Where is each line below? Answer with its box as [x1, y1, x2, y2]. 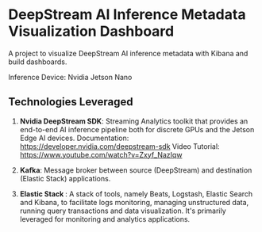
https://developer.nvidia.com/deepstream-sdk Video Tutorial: [19, 141, 220, 151]
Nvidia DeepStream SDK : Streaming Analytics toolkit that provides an [19, 116, 249, 126]
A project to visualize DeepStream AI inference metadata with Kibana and [8, 48, 249, 58]
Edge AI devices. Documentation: [19, 133, 129, 143]
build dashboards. [8, 57, 67, 67]
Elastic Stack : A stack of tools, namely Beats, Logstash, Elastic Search [19, 188, 253, 199]
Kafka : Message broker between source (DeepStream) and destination [19, 165, 252, 175]
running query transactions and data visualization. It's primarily [19, 206, 226, 215]
